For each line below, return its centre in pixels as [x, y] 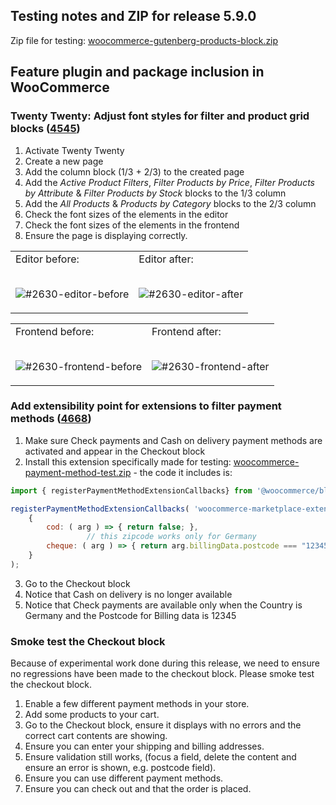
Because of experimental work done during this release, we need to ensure [165, 663]
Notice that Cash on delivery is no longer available [128, 594]
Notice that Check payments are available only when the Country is [163, 605]
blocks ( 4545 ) [45, 129]
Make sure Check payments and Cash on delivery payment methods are [173, 440]
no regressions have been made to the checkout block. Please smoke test [162, 674]
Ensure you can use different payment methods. [124, 778]
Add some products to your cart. [92, 715]
